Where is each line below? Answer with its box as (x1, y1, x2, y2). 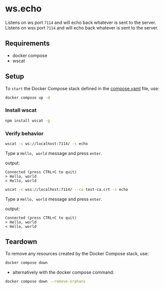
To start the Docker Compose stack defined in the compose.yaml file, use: (5, 85, 160, 91)
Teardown (5, 238, 37, 246)
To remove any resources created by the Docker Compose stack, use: (5, 251, 149, 257)
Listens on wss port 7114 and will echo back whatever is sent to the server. (5, 24, 159, 30)
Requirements (5, 39, 50, 48)
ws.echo (5, 3, 42, 14)
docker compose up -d (5, 95, 50, 100)
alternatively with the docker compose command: (12, 270, 115, 276)
